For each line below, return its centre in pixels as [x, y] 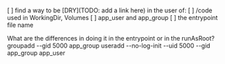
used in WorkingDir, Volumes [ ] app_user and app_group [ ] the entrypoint [112, 18]
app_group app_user [36, 53]
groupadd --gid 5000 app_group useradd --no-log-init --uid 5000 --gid [109, 46]
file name [20, 25]
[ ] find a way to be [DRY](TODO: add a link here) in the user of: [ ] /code [110, 10]
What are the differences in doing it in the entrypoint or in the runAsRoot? [111, 39]
